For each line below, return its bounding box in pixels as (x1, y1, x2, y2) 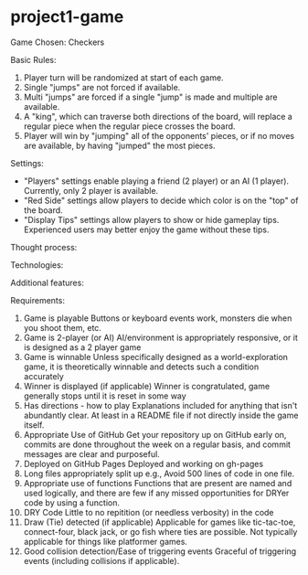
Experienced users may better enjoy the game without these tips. (23, 224, 270, 235)
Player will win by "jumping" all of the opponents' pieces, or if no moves (23, 130, 295, 141)
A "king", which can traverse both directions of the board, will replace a (23, 111, 293, 122)
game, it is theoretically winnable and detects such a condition (23, 361, 260, 372)
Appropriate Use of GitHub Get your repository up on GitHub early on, (23, 429, 287, 440)
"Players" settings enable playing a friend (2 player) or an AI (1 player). (23, 176, 290, 186)
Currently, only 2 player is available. (23, 185, 159, 196)
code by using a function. (23, 496, 121, 508)
